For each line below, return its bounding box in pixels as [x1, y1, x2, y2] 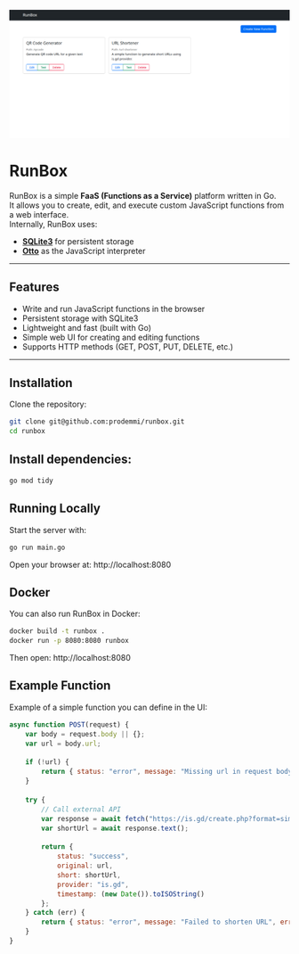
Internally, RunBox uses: [9, 218, 98, 229]
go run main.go [9, 543, 66, 552]
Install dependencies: [9, 451, 132, 466]
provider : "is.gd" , [56, 880, 129, 889]
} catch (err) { [25, 909, 86, 917]
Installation [9, 375, 73, 391]
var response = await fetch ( [41, 814, 149, 823]
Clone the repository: [9, 399, 87, 410]
